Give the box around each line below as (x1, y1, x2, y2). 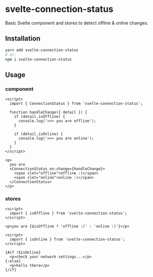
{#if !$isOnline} (5, 250, 41, 255)
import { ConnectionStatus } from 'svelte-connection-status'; (9, 101, 143, 106)
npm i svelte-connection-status (5, 57, 72, 62)
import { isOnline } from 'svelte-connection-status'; (9, 237, 125, 242)
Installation (5, 34, 41, 43)
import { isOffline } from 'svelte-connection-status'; (9, 211, 127, 216)
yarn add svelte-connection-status (5, 47, 79, 53)
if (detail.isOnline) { (14, 132, 63, 137)
